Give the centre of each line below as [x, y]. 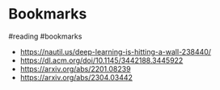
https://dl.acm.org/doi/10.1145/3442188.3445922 [102, 60]
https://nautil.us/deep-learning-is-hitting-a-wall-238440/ [116, 51]
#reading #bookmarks [45, 36]
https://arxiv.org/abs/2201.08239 [75, 68]
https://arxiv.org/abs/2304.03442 [76, 77]
